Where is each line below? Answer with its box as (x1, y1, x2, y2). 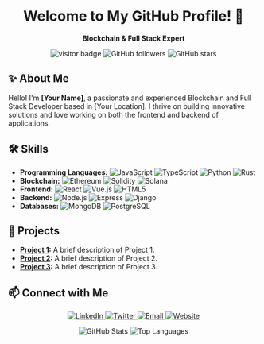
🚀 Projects (8, 224, 60, 238)
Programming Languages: (19, 167, 108, 177)
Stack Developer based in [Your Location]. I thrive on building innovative (8, 101, 245, 110)
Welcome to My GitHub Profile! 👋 (23, 7, 244, 25)
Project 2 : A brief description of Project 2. (19, 253, 157, 263)
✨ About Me (8, 72, 69, 86)
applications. (8, 118, 50, 128)
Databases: (19, 201, 60, 211)
